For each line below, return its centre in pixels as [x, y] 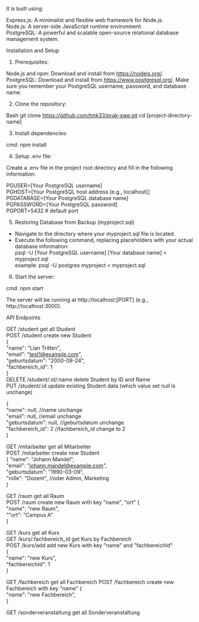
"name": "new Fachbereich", [41, 595]
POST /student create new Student [49, 335]
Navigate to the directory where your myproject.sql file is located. [95, 234]
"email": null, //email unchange [44, 416]
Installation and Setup [33, 50]
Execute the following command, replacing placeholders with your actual [104, 240]
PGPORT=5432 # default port [42, 211]
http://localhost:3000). [34, 306]
